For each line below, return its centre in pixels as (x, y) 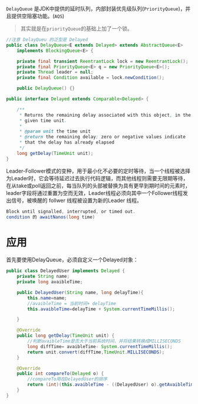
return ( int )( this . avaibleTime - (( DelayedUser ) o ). (93, 385)
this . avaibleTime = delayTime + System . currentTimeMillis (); (101, 309)
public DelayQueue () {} (46, 88)
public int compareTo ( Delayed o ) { (60, 374)
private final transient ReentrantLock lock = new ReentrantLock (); (103, 61)
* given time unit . (43, 120)
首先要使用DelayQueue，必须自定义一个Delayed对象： (72, 260)
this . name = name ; (47, 298)
